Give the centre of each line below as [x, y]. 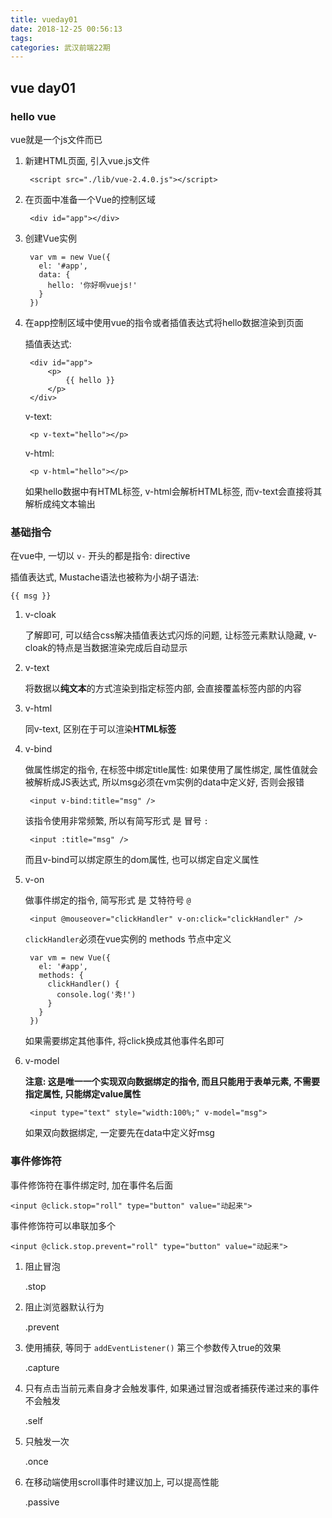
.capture [42, 1367]
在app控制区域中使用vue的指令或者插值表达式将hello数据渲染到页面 [164, 322]
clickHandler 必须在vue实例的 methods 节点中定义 [128, 939]
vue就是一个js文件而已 [56, 139]
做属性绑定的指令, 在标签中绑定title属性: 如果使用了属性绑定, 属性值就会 [171, 770]
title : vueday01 [44, 19]
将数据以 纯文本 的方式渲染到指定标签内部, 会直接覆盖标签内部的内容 [163, 688]
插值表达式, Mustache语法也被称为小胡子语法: [105, 577]
